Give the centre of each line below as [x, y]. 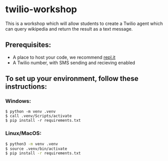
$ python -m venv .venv [31, 112]
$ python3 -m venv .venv [32, 144]
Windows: [18, 101]
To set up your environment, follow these [72, 79]
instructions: [26, 87]
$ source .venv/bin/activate [36, 149]
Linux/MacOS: [23, 133]
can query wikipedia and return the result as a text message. [69, 29]
